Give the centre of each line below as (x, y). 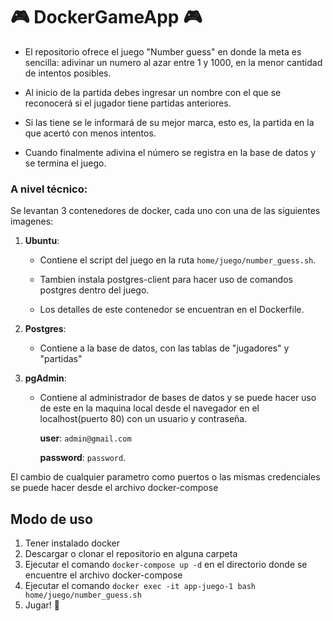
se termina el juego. (65, 163)
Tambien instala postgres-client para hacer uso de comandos (166, 280)
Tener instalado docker (72, 543)
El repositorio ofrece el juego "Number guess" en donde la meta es (163, 51)
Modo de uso (51, 519)
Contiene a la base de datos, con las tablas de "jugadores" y (164, 348)
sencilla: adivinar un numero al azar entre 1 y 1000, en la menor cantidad (173, 62)
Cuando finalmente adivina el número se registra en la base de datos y (170, 152)
